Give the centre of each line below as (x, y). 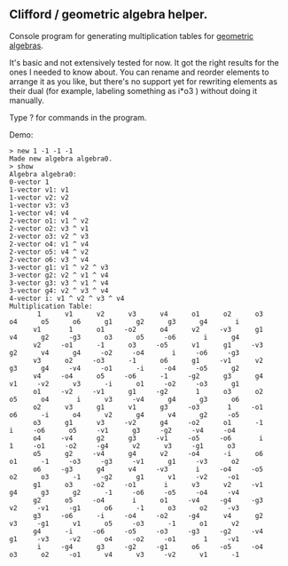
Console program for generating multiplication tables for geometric (132, 35)
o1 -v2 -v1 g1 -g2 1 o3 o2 (148, 391)
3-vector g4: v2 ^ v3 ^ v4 (59, 291)
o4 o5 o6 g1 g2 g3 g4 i (125, 322)
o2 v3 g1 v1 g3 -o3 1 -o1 (148, 407)
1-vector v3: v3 (39, 205)
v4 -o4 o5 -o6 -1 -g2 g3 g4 (148, 376)
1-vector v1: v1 (39, 190)
